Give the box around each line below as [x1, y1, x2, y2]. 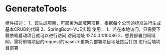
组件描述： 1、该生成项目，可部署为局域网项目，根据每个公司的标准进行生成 [5, 20, 161, 26]
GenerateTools [5, 3, 67, 14]
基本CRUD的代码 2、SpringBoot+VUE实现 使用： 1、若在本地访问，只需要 [5, 26, 157, 32]
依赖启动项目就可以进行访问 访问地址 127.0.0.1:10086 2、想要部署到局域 [9, 32, 156, 38]
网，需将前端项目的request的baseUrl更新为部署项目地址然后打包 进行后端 [5, 38, 156, 45]
